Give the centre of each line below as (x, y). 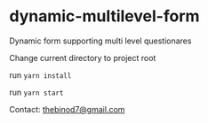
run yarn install (40, 75)
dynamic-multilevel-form (104, 16)
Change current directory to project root (83, 58)
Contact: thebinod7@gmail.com (67, 109)
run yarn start (36, 92)
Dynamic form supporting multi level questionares (100, 41)
